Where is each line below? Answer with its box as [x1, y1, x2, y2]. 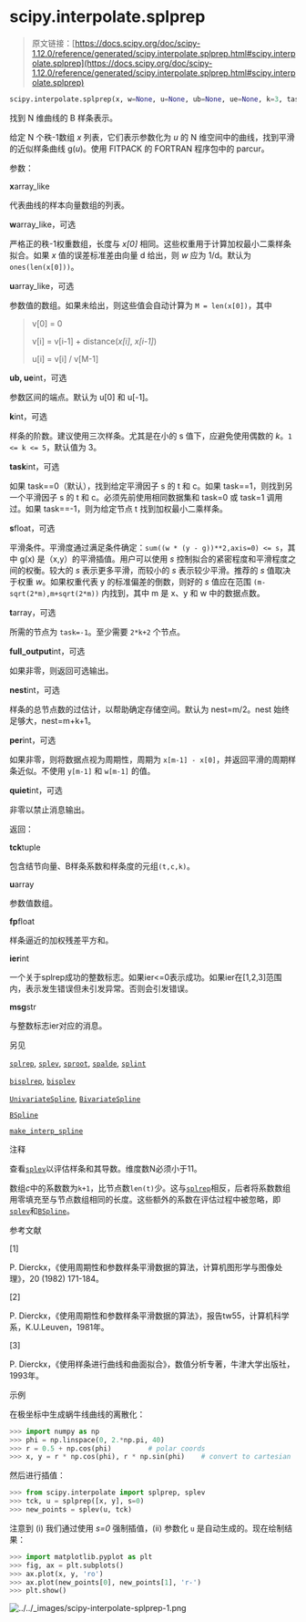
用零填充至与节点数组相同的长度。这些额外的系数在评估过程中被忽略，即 [9, 1193, 280, 1204]
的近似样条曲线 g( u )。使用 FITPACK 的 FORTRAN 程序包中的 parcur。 [9, 143, 270, 154]
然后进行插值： [9, 1470, 66, 1481]
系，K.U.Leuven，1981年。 [9, 1321, 109, 1332]
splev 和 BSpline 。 [9, 1205, 75, 1216]
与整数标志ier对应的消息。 [9, 1019, 107, 1031]
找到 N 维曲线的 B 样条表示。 [9, 112, 118, 123]
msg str [9, 1001, 36, 1012]
